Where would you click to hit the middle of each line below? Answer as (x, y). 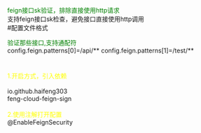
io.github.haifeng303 (37, 91)
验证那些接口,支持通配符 (42, 43)
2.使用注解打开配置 (35, 115)
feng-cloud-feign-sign (40, 99)
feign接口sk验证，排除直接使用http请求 (64, 10)
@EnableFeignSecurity (40, 122)
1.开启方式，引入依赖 (37, 76)
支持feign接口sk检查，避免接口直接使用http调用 (76, 19)
